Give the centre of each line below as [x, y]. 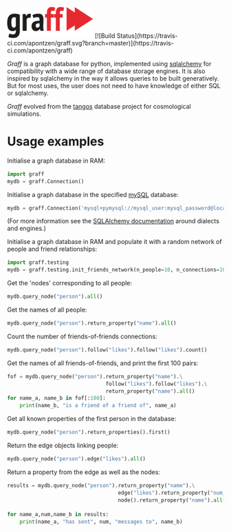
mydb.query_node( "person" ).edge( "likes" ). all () [77, 459]
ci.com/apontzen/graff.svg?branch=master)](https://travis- [90, 43]
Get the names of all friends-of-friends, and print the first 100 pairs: [103, 363]
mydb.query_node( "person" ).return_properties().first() [89, 432]
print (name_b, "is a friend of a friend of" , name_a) [98, 406]
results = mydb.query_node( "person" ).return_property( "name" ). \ [101, 485]
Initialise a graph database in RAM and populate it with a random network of [114, 242]
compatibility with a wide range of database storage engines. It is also [106, 71]
